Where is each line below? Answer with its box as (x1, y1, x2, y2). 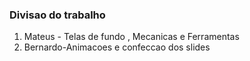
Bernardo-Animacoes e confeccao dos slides (23, 41, 211, 53)
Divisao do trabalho (9, 8, 106, 22)
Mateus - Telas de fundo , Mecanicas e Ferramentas (23, 31, 240, 43)
